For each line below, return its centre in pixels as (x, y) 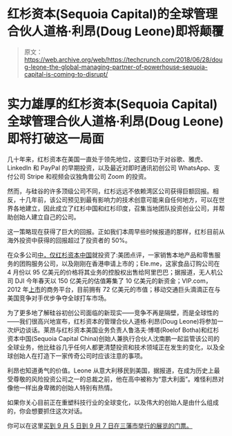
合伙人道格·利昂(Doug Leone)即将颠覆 (116, 31)
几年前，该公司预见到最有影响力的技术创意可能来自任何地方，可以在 (122, 199)
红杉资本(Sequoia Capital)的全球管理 (113, 14)
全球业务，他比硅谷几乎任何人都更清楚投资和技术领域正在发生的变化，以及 (113, 347)
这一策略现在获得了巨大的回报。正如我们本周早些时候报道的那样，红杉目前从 (116, 231)
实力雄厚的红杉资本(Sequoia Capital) (113, 105)
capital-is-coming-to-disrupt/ (66, 74)
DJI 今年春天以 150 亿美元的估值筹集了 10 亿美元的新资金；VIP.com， (113, 281)
